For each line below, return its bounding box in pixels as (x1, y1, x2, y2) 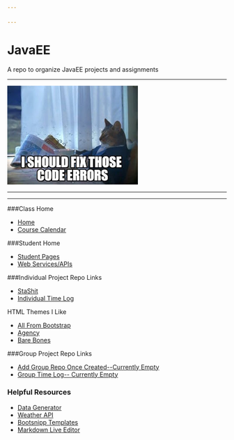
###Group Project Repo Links (7, 349, 93, 358)
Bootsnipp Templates (17, 418, 79, 426)
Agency (17, 328, 40, 337)
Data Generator (17, 403, 62, 411)
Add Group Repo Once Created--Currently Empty (17, 363, 159, 371)
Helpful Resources (7, 387, 72, 397)
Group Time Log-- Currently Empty (17, 370, 118, 379)
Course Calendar (17, 225, 67, 233)
